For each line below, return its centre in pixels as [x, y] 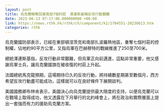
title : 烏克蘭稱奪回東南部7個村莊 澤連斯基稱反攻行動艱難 [57, 14]
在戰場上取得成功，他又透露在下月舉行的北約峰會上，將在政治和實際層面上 [80, 97]
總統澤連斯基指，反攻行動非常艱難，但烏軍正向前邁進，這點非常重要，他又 [80, 58]
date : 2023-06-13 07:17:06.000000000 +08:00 [51, 18]
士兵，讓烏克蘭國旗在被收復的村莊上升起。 [61, 65]
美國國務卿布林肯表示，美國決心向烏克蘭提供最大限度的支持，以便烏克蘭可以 [82, 92]
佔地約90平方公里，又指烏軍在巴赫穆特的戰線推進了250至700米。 [84, 48]
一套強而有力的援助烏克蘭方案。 [41, 104]
